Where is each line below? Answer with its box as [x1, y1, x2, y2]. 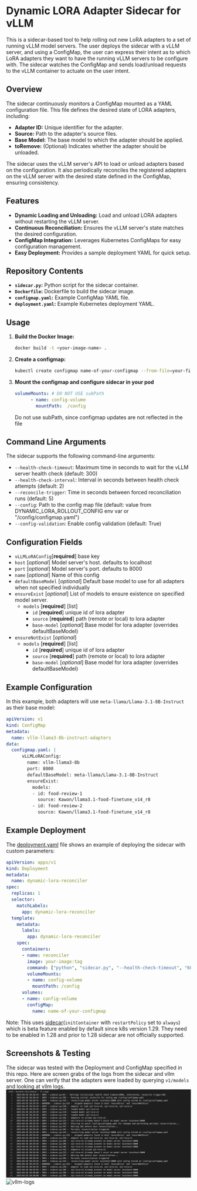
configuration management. [14, 243, 82, 250]
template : [11, 915, 35, 921]
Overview [6, 84, 43, 95]
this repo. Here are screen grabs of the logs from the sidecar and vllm [6, 1070, 175, 1077]
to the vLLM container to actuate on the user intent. [6, 67, 130, 74]
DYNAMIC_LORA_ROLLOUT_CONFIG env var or [14, 507, 129, 515]
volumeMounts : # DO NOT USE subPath [14, 390, 104, 396]
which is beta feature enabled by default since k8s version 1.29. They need [6, 1025, 188, 1032]
